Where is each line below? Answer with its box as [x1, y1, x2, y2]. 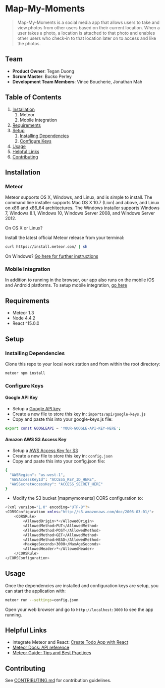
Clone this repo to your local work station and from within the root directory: [5, 361, 161, 367]
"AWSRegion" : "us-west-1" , [9, 472, 65, 477]
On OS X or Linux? [5, 225, 43, 231]
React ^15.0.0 [12, 320, 40, 326]
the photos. [17, 40, 41, 46]
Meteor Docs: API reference [12, 644, 69, 651]
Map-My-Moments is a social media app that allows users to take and [17, 19, 160, 25]
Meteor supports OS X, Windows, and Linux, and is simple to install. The [5, 194, 153, 200]
